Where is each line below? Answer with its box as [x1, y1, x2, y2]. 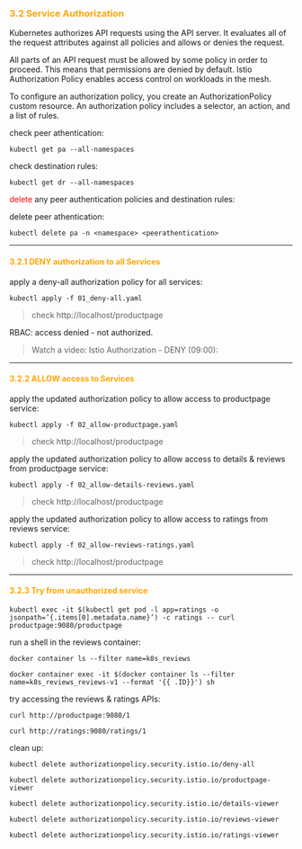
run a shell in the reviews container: [9, 637, 141, 648]
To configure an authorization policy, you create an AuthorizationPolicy [9, 91, 272, 102]
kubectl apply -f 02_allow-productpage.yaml [9, 420, 179, 429]
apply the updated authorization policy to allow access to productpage [9, 393, 271, 404]
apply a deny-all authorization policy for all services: [9, 276, 203, 287]
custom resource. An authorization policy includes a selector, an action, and [9, 101, 290, 112]
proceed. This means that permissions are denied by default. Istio [9, 64, 253, 75]
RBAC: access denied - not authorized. [9, 326, 154, 337]
